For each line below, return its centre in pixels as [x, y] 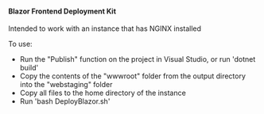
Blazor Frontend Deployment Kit [62, 11]
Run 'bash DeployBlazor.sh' [65, 101]
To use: [21, 44]
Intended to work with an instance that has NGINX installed [105, 28]
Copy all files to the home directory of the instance [103, 93]
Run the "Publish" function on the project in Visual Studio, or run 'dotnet [138, 59]
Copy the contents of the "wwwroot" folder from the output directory [133, 76]
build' [29, 68]
